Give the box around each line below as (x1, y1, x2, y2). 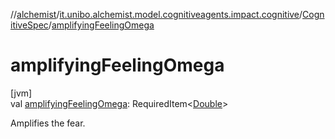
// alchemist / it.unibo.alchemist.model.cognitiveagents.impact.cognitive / (10, 9, 303, 20)
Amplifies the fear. (10, 117, 86, 129)
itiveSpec (10, 19, 49, 31)
